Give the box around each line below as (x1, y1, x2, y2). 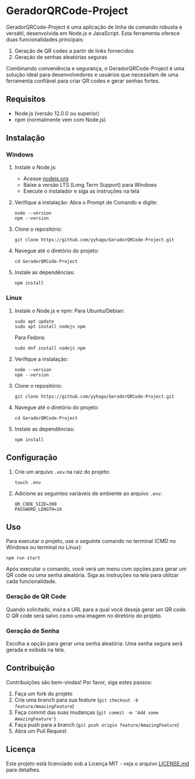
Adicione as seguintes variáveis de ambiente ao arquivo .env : (14, 490, 162, 497)
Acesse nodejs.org (23, 175, 69, 182)
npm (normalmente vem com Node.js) (14, 116, 106, 123)
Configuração (6, 453, 58, 463)
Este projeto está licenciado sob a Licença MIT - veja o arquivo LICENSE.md (6, 760, 190, 767)
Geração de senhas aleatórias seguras (14, 53, 107, 60)
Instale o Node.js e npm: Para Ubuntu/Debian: (14, 307, 125, 314)
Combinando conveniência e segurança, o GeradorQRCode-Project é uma (6, 64, 185, 71)
